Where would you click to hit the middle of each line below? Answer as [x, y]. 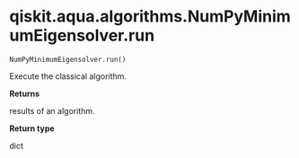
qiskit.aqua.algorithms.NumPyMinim [150, 17]
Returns [25, 93]
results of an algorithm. [53, 110]
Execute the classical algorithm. [68, 76]
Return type [32, 128]
